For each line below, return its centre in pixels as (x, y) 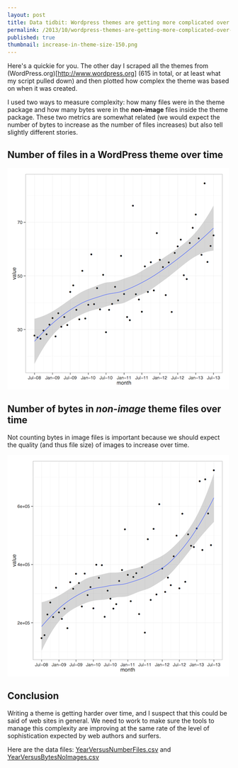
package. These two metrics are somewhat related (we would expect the (114, 118)
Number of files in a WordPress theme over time (115, 155)
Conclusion (33, 696)
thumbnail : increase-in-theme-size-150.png (73, 45)
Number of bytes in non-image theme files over (114, 409)
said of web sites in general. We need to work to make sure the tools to (111, 721)
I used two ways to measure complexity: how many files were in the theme (116, 102)
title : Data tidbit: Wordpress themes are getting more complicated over (119, 22)
